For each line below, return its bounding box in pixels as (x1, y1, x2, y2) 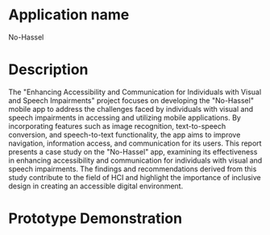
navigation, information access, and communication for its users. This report (8, 138, 262, 148)
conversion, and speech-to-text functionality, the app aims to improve (8, 130, 241, 139)
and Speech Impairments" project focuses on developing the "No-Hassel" (8, 95, 254, 105)
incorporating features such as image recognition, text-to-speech (8, 121, 226, 130)
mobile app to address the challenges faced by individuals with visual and (8, 104, 254, 113)
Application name (8, 6, 130, 24)
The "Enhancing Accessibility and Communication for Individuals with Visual (8, 87, 262, 97)
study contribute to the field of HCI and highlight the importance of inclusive (8, 172, 262, 182)
